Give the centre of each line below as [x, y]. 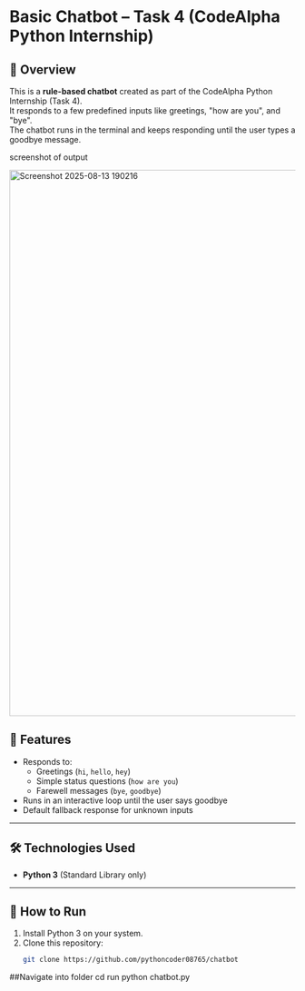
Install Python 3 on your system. [83, 934]
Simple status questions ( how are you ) [107, 781]
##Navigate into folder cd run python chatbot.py [100, 977]
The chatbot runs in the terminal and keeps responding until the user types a [152, 130]
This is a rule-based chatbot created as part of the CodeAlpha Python [141, 91]
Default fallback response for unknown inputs [108, 809]
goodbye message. [45, 139]
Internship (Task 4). [46, 101]
